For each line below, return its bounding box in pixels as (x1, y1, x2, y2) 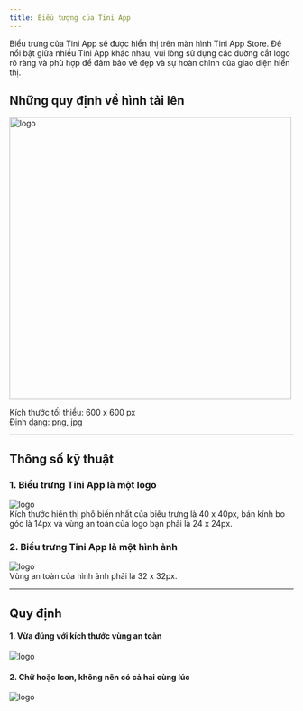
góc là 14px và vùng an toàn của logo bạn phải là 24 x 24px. (9, 519, 233, 529)
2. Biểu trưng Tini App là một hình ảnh (9, 541, 178, 554)
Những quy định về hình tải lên (9, 93, 185, 108)
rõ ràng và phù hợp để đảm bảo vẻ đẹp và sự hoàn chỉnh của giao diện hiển (9, 57, 290, 68)
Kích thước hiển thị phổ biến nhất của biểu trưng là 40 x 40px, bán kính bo (9, 509, 286, 519)
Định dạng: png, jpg (9, 416, 83, 427)
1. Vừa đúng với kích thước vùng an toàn (9, 631, 162, 641)
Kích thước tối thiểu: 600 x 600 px (9, 407, 136, 418)
